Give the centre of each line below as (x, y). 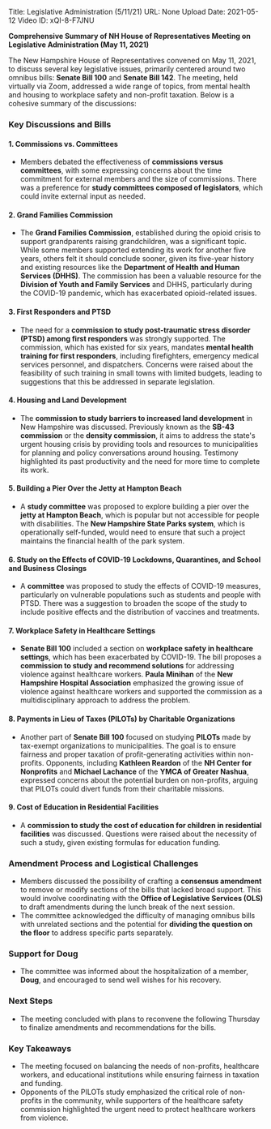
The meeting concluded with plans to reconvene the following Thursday (140, 1019)
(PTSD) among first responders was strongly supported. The (123, 338)
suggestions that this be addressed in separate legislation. (117, 381)
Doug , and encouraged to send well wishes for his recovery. (121, 980)
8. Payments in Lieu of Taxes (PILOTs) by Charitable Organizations (122, 719)
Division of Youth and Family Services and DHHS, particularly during (136, 285)
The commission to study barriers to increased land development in (136, 418)
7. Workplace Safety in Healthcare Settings (82, 630)
